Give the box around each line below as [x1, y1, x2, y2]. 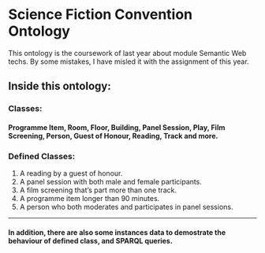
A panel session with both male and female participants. [19, 177, 203, 187]
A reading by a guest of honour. [19, 169, 123, 178]
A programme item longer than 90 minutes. [19, 194, 160, 203]
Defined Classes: [8, 151, 76, 162]
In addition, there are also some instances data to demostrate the [8, 227, 226, 237]
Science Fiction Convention [8, 6, 193, 24]
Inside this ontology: [8, 80, 112, 93]
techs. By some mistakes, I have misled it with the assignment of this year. [8, 57, 250, 66]
